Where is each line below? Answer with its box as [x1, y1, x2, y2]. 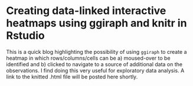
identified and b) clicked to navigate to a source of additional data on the [6, 60, 183, 68]
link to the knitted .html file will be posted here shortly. [6, 73, 138, 80]
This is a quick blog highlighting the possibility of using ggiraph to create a [6, 48, 187, 55]
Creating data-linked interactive [6, 4, 166, 18]
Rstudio [6, 29, 45, 42]
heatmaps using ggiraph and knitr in [6, 16, 187, 30]
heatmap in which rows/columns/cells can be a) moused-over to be [6, 54, 171, 61]
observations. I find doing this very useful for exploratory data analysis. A [6, 67, 185, 74]
